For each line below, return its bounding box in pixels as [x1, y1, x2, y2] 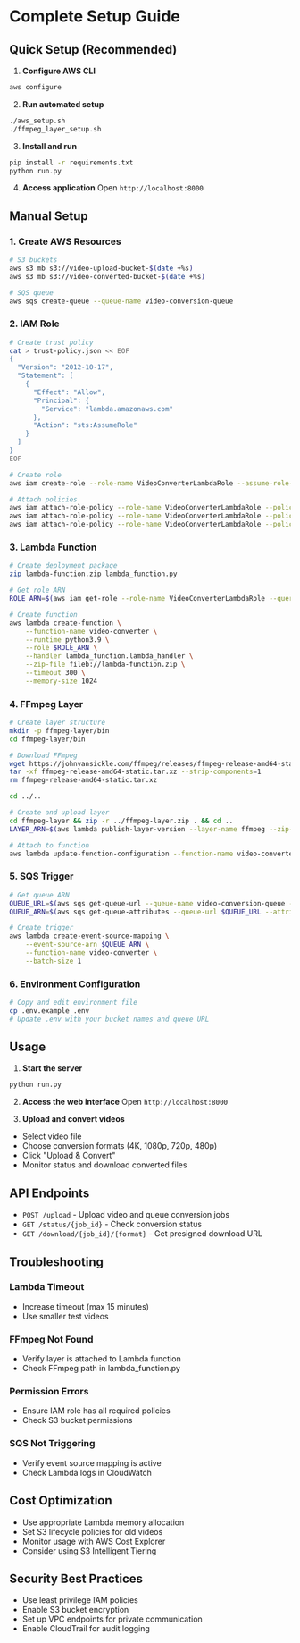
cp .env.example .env [9, 1006, 90, 1015]
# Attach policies [9, 494, 78, 504]
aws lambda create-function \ [9, 619, 122, 628]
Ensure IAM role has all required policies [21, 1405, 171, 1416]
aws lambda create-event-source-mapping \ [9, 931, 170, 940]
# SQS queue [9, 288, 54, 297]
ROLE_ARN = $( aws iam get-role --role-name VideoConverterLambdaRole [9, 594, 266, 603]
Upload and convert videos [21, 1114, 125, 1125]
